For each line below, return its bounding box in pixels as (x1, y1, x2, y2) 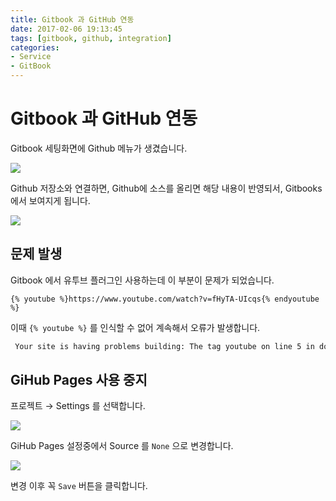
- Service (10, 52, 52, 62)
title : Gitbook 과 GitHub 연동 (10, 14, 135, 25)
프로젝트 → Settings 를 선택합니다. (10, 400, 146, 412)
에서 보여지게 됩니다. (10, 194, 91, 206)
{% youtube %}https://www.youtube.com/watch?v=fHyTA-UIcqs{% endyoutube (10, 294, 320, 304)
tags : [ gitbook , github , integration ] (10, 33, 172, 43)
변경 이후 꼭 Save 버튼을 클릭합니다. (10, 480, 148, 492)
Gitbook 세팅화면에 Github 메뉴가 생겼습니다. (10, 142, 188, 154)
